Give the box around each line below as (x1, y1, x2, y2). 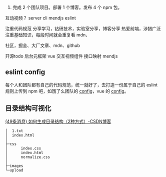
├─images (5, 163, 23, 168)
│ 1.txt (5, 128, 23, 133)
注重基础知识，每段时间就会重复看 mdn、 (5, 32, 90, 37)
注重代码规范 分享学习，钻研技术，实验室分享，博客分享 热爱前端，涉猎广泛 (5, 25, 161, 31)
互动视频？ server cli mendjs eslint (5, 15, 76, 21)
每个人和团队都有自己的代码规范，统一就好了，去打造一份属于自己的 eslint (5, 81, 158, 87)
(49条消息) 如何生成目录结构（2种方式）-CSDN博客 (5, 118, 111, 124)
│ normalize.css (5, 154, 50, 159)
